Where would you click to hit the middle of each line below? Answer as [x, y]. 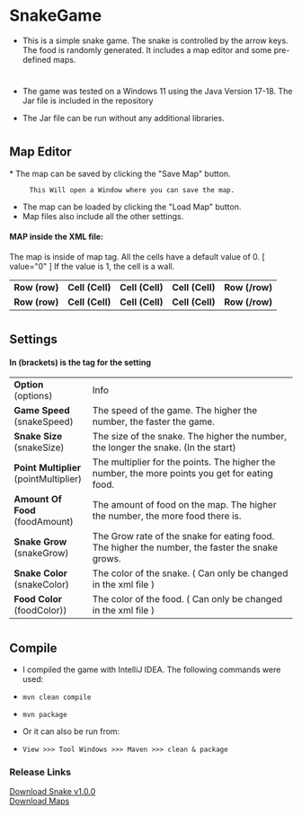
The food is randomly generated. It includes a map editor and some [147, 49]
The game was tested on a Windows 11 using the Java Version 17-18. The [157, 92]
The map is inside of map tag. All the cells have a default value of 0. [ [137, 256]
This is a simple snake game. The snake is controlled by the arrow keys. [155, 40]
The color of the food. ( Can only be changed [187, 599]
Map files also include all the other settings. [103, 216]
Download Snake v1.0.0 [53, 792]
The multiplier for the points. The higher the [184, 462]
